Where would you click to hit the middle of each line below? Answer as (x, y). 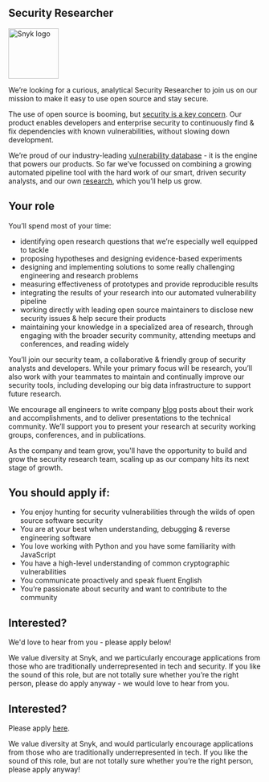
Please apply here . (39, 728)
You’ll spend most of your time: (60, 225)
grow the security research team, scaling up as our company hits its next (129, 459)
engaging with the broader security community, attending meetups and (138, 335)
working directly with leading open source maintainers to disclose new (137, 310)
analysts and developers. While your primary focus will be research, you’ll (130, 368)
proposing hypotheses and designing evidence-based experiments (131, 258)
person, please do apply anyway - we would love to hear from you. (119, 684)
